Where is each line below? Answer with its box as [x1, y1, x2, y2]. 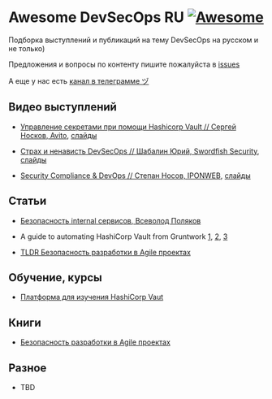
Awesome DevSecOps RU [8, 8, 184, 27]
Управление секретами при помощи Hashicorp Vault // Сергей [19, 122, 237, 132]
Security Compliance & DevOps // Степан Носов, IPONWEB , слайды [19, 171, 252, 180]
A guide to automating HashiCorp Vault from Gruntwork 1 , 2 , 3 [19, 232, 228, 241]
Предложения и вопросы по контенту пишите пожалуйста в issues [8, 59, 240, 69]
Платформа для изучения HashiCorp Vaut [19, 293, 164, 302]
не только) [8, 43, 45, 53]
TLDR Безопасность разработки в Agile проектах [19, 247, 191, 257]
